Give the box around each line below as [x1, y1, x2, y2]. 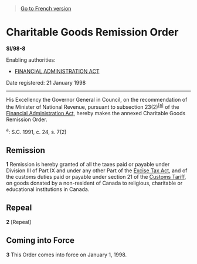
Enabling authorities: [6, 56, 56, 64]
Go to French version [20, 5, 72, 12]
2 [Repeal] [6, 218, 32, 225]
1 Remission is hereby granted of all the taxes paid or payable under [6, 161, 170, 168]
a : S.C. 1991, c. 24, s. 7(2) [6, 127, 67, 135]
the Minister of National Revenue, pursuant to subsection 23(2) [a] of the [6, 102, 179, 111]
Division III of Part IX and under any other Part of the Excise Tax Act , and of [6, 167, 188, 174]
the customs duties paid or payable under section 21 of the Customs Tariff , [6, 173, 186, 181]
